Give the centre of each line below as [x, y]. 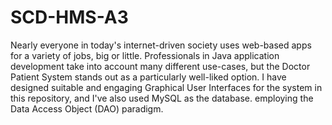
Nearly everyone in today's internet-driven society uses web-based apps [161, 45]
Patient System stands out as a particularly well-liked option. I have [148, 77]
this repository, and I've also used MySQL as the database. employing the [162, 98]
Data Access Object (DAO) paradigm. [87, 108]
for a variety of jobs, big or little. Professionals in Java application [145, 55]
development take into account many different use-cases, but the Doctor [160, 66]
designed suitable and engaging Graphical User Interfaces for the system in [166, 87]
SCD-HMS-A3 [69, 17]
